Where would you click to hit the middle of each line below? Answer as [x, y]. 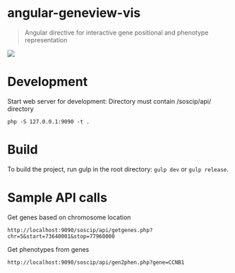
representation [46, 40]
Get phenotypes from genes [48, 249]
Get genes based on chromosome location [69, 217]
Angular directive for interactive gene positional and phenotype [116, 32]
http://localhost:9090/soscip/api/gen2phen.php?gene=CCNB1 [96, 262]
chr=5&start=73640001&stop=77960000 [61, 236]
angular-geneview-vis [74, 13]
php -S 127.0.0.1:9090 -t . [49, 121]
